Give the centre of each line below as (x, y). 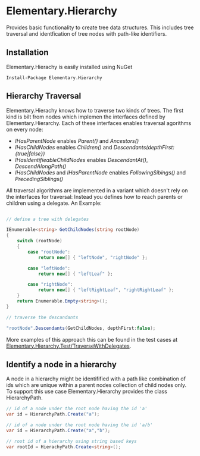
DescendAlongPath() (40, 166)
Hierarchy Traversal (44, 96)
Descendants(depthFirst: (144, 147)
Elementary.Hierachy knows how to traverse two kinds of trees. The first (95, 110)
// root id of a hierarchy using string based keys (71, 441)
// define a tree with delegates (48, 219)
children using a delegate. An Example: (54, 203)
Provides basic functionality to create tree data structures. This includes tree (100, 27)
